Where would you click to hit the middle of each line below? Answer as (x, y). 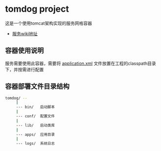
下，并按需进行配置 (24, 69)
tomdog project (37, 9)
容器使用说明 (24, 51)
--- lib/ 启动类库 (35, 125)
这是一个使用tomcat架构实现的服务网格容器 (48, 23)
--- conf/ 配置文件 (35, 116)
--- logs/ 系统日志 (35, 144)
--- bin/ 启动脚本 (35, 107)
